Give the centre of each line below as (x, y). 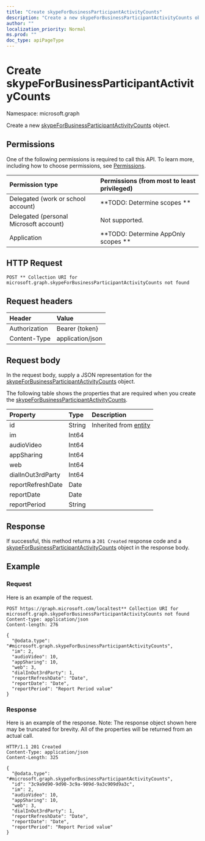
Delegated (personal (39, 216)
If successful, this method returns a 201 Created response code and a (94, 541)
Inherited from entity (121, 425)
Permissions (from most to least (148, 181)
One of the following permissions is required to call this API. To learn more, (100, 159)
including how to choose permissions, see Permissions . (76, 166)
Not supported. (122, 220)
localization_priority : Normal (46, 29)
